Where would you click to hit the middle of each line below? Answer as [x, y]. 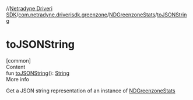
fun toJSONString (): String [38, 73]
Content [16, 67]
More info [18, 79]
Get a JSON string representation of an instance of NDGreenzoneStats [91, 91]
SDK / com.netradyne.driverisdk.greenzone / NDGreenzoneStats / [82, 15]
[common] [18, 60]
